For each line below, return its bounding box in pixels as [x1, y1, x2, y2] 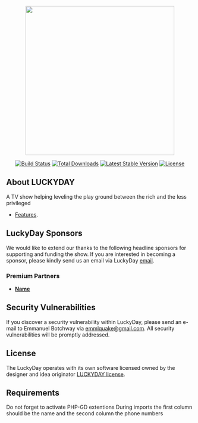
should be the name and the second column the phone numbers [6, 410, 164, 417]
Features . [14, 211, 39, 218]
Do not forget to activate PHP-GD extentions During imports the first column [6, 403, 193, 411]
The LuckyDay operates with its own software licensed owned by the [6, 364, 175, 371]
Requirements [6, 388, 59, 398]
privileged [6, 199, 31, 206]
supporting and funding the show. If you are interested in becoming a [6, 251, 175, 258]
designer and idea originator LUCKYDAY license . [6, 370, 125, 378]
